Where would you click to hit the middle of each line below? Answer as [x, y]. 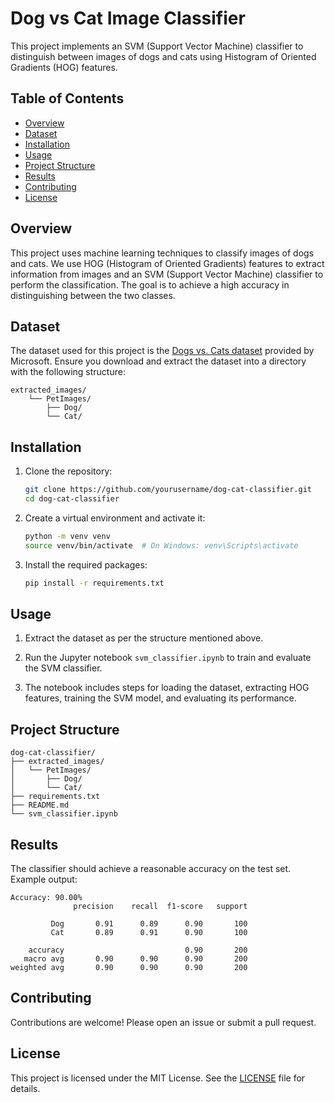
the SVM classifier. [63, 668]
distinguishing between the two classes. [93, 295]
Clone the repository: [68, 471]
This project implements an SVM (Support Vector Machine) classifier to [157, 46]
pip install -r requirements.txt [94, 583]
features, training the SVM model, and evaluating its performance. [160, 698]
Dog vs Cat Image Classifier [128, 18]
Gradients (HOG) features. [64, 67]
